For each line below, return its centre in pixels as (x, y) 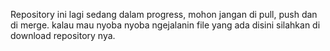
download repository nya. (63, 35)
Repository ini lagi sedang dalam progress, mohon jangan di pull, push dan (164, 14)
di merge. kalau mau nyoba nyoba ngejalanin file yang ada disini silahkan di (165, 25)
